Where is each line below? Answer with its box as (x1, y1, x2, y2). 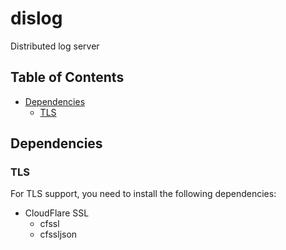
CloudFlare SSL (24, 207, 90, 219)
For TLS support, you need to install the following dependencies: (10, 188, 277, 200)
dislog (10, 7, 63, 30)
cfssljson (39, 228, 78, 241)
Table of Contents (10, 69, 125, 86)
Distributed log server (10, 40, 100, 52)
